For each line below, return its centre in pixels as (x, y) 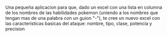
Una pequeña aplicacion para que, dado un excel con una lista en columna (84, 7)
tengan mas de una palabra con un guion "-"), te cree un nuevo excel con (82, 18)
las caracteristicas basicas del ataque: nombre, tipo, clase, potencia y (79, 23)
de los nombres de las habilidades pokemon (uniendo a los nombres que (82, 13)
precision (15, 29)
